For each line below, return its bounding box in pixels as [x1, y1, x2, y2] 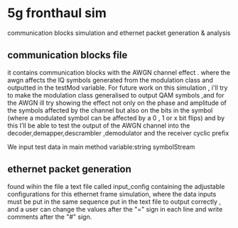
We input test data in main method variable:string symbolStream [7, 142, 195, 151]
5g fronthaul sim [7, 5, 107, 21]
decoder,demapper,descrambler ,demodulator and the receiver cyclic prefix [7, 128, 229, 137]
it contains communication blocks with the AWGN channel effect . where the [7, 68, 231, 76]
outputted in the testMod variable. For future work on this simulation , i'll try [7, 83, 228, 92]
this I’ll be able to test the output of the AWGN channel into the [7, 121, 190, 130]
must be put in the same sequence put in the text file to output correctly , [7, 197, 222, 206]
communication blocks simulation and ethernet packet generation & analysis [7, 28, 231, 37]
